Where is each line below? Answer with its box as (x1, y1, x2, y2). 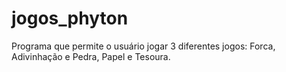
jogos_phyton (11, 7, 129, 30)
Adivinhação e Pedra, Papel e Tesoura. (11, 50, 171, 62)
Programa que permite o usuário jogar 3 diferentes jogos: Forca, (11, 40, 276, 52)
